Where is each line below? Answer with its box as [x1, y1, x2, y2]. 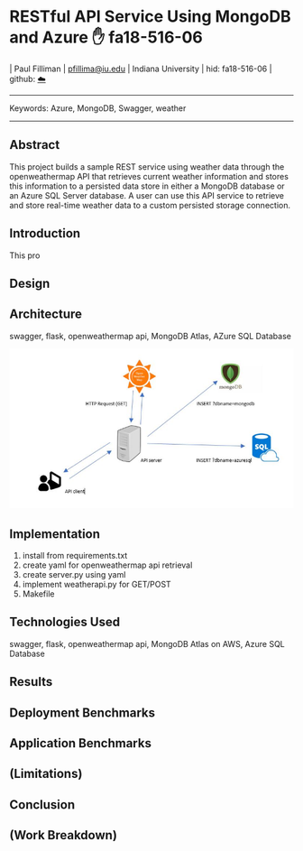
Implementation [9, 526, 101, 541]
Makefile [22, 588, 55, 599]
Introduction [9, 226, 81, 241]
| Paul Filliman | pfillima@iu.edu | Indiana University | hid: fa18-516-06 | [9, 63, 272, 74]
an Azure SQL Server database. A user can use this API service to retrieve [9, 190, 284, 200]
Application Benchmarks [9, 735, 151, 751]
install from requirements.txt [22, 550, 128, 561]
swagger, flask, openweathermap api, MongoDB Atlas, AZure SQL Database [9, 330, 291, 341]
